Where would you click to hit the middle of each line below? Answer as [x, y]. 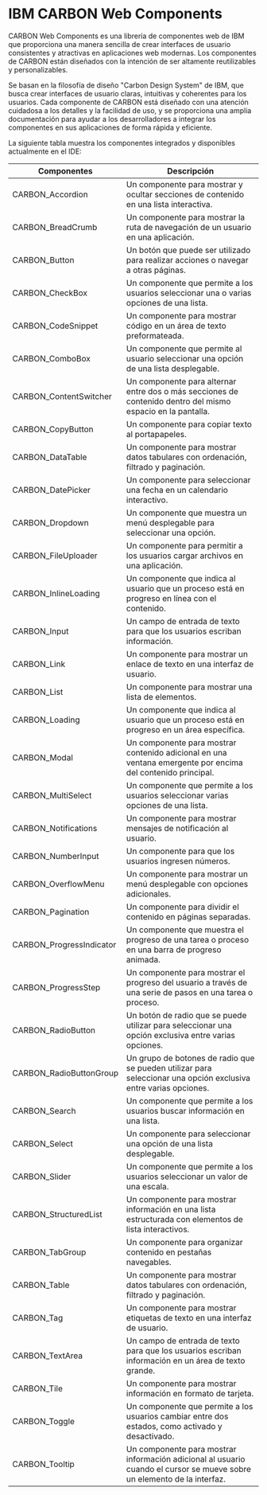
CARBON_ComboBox [52, 358]
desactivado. [150, 1436]
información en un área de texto [186, 1360]
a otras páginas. [156, 270]
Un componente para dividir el [183, 907]
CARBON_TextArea [48, 1356]
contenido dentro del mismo [178, 401]
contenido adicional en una [177, 752]
